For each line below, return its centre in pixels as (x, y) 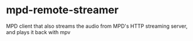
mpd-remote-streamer (62, 10)
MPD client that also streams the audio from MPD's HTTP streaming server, (97, 26)
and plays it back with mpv (38, 32)
